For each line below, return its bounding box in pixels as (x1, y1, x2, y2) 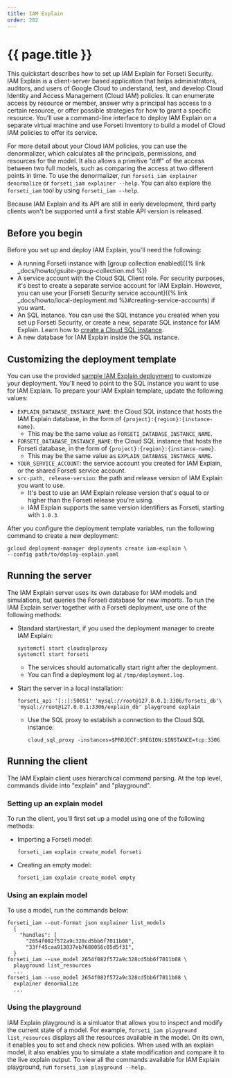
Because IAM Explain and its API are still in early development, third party (7, 199, 217, 209)
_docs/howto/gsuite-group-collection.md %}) (17, 267, 148, 275)
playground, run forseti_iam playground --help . (7, 1063, 146, 1071)
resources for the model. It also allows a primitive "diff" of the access (7, 157, 205, 165)
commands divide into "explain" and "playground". (7, 781, 151, 790)
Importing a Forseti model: (17, 835, 93, 843)
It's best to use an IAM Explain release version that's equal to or (27, 489, 210, 497)
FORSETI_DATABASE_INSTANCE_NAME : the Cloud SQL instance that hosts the (17, 437, 222, 446)
